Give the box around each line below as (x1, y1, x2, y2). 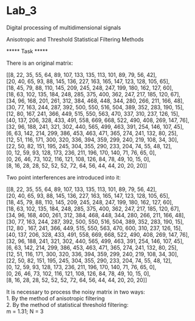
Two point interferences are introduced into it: (6, 173, 121, 181)
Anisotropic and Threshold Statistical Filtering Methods (6, 35, 144, 43)
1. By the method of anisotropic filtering (6, 294, 105, 302)
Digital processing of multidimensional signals (6, 24, 121, 31)
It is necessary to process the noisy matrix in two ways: (6, 288, 146, 295)
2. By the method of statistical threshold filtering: (6, 301, 129, 308)
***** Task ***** (6, 47, 48, 55)
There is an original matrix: (6, 59, 74, 67)
